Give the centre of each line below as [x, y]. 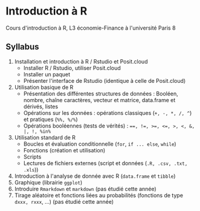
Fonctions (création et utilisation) [64, 150]
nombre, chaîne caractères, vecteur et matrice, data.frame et [99, 100]
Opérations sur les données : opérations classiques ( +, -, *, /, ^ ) [108, 112]
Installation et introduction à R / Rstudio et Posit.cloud [81, 61]
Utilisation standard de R [45, 137]
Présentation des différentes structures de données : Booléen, [101, 93]
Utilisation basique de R [44, 87]
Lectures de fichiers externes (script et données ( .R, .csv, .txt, [105, 163]
